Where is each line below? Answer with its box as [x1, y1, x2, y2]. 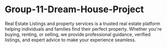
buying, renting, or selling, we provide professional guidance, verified [5, 31, 151, 37]
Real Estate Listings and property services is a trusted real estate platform [5, 20, 160, 27]
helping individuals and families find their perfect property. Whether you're [5, 26, 162, 32]
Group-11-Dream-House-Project [5, 4, 144, 15]
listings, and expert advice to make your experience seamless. [5, 37, 136, 43]
